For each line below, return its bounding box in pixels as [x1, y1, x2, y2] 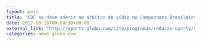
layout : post [6, 8, 39, 15]
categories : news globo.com [6, 31, 77, 37]
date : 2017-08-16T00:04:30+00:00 [6, 20, 90, 26]
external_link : [6, 25, 44, 32]
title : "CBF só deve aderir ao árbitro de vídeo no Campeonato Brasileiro [6, 14, 197, 20]
